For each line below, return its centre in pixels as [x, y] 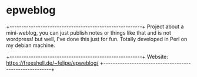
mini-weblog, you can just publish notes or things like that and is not [89, 32]
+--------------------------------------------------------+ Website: [87, 56]
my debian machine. [31, 45]
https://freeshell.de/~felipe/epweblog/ [52, 63]
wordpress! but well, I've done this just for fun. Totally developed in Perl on [97, 39]
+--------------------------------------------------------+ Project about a [95, 26]
